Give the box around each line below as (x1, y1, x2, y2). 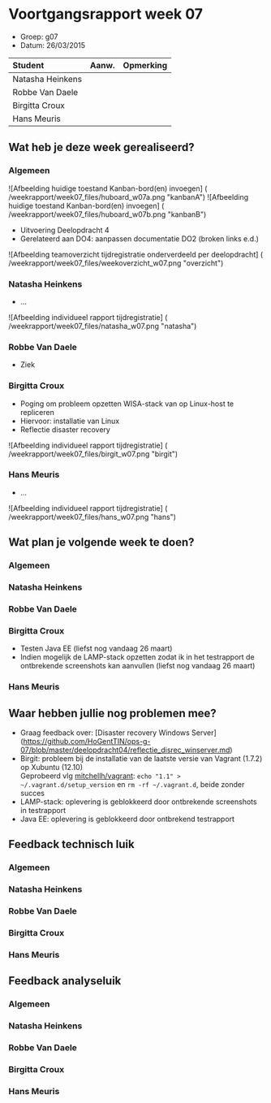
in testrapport (19, 806, 67, 815)
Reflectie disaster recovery (19, 424, 111, 435)
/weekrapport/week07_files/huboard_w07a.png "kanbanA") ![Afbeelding (8, 192, 249, 201)
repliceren (19, 407, 54, 417)
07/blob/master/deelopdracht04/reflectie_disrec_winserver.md (19, 745, 230, 755)
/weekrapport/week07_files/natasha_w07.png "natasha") (8, 321, 197, 331)
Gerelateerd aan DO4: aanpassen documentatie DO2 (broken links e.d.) (19, 233, 260, 244)
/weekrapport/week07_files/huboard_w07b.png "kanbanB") (8, 209, 207, 219)
